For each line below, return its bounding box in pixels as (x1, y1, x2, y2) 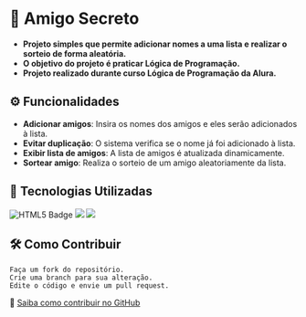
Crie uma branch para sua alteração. (9, 273, 153, 282)
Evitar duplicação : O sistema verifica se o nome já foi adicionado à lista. (22, 137, 296, 149)
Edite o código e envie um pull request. (9, 281, 170, 291)
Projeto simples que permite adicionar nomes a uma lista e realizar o (22, 38, 288, 49)
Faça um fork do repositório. (9, 265, 125, 275)
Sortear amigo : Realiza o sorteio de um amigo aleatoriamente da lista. (22, 157, 287, 168)
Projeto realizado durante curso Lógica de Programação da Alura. (22, 68, 277, 79)
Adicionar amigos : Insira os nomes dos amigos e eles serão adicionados (22, 118, 298, 129)
